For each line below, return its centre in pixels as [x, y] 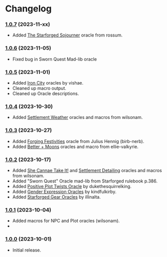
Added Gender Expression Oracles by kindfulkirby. [64, 191]
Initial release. [27, 250]
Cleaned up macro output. [39, 88]
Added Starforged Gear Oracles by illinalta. [57, 197]
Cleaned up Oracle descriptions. [46, 93]
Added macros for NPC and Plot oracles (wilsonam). [66, 221]
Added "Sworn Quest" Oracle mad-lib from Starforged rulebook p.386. [85, 181]
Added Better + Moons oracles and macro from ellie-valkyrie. [75, 146]
